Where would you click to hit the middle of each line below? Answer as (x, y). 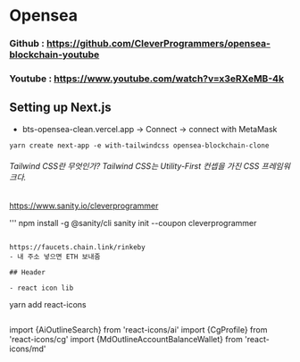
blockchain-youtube (54, 55)
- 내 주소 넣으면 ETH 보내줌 (55, 257)
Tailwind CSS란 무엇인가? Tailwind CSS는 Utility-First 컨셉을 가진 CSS (134, 166)
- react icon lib (42, 288)
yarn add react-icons (48, 305)
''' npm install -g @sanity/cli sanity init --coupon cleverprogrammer (133, 223)
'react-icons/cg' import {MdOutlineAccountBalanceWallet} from (126, 340)
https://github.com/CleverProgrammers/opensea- (158, 44)
